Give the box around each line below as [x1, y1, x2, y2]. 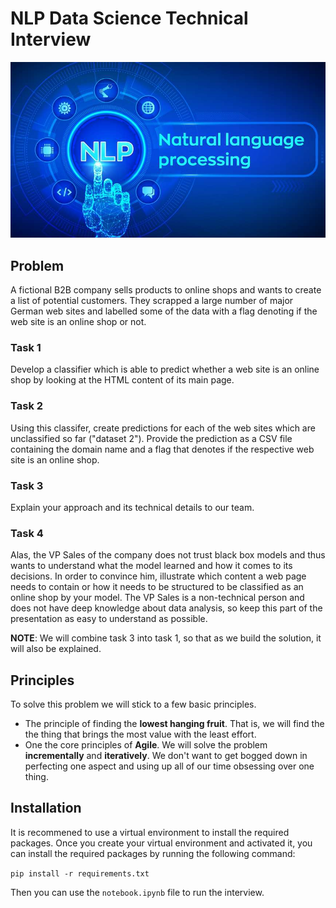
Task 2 [10, 399, 44, 413]
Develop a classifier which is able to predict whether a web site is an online [10, 363, 320, 376]
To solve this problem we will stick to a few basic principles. [10, 698, 257, 711]
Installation [10, 800, 82, 817]
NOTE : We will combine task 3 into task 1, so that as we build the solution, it [10, 632, 322, 644]
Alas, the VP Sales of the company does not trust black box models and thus [10, 549, 326, 561]
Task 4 [10, 526, 44, 540]
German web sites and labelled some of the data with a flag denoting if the [10, 305, 318, 317]
